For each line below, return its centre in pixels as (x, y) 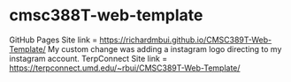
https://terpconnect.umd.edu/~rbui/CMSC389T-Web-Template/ (125, 68)
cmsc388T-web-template (106, 15)
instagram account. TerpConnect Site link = (88, 58)
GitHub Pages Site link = (54, 40)
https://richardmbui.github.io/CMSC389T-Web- (186, 40)
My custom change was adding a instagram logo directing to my (165, 48)
